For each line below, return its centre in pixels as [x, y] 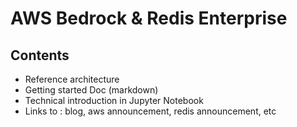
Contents [40, 55]
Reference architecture [72, 79]
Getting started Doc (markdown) [91, 90]
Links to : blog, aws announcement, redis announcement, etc [150, 111]
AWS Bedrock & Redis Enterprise [149, 18]
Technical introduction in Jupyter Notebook [114, 100]
